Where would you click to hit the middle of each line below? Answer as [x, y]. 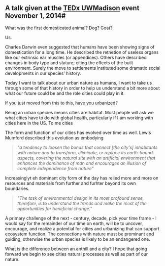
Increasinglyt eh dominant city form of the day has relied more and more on [82, 178]
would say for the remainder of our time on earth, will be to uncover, [74, 223]
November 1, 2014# [35, 16]
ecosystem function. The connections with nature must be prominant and [80, 234]
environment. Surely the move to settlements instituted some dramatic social [83, 68]
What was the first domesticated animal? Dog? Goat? [59, 28]
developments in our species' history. [43, 73]
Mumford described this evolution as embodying [54, 137]
